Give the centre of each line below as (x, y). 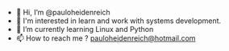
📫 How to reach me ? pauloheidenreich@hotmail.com (106, 38)
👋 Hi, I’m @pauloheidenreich (63, 12)
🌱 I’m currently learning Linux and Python (85, 29)
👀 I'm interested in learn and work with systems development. (119, 21)
